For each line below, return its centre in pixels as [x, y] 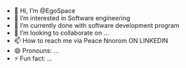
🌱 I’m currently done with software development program [97, 25]
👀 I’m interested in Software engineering [72, 18]
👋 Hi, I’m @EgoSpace [45, 11]
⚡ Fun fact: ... [33, 58]
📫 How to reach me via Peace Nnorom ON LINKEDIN [91, 41]
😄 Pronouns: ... [36, 51]
